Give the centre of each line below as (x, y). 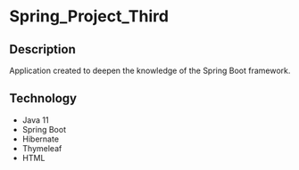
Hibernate (41, 139)
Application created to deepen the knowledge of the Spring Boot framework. (150, 70)
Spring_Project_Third (89, 16)
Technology (43, 98)
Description (42, 49)
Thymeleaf (42, 148)
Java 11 (35, 120)
